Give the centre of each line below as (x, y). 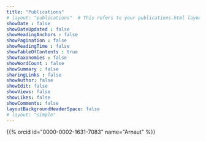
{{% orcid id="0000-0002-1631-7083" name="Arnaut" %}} (81, 132)
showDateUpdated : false (38, 29)
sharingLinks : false (34, 75)
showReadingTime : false (38, 47)
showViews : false (29, 92)
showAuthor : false (30, 80)
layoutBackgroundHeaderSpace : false (53, 109)
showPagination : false (37, 40)
